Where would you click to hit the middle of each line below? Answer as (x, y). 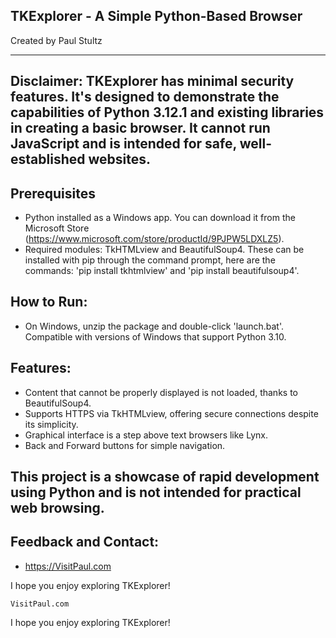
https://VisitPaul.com (68, 566)
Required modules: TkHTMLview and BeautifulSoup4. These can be (164, 250)
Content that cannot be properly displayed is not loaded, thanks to (161, 392)
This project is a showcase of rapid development (165, 477)
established (48, 159)
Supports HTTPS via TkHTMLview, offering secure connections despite (171, 413)
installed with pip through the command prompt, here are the (150, 260)
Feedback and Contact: (85, 542)
